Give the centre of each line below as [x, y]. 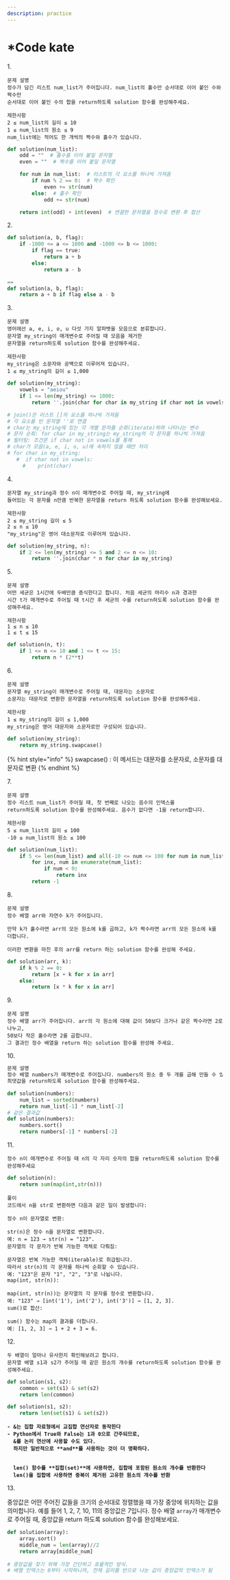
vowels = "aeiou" [44, 390]
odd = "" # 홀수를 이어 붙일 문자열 [66, 156]
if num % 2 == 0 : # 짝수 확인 [73, 181]
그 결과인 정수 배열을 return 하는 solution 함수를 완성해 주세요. [91, 1043]
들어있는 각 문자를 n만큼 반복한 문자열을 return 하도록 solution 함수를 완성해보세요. [115, 500]
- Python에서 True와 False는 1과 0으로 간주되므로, [74, 1434]
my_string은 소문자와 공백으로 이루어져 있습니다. [68, 364]
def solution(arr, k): [39, 961]
